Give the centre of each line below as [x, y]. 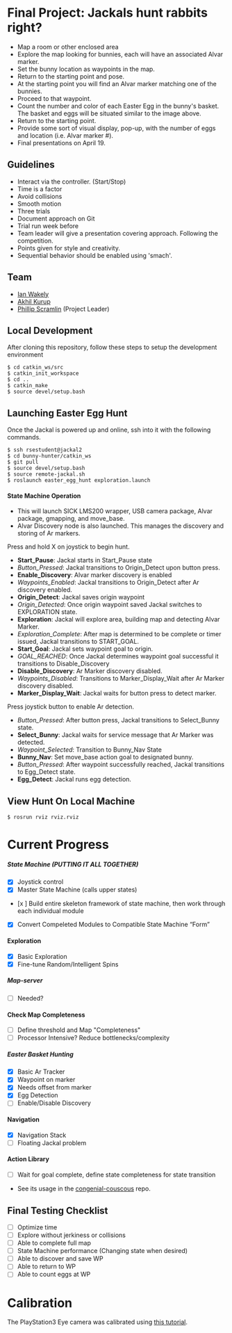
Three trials [34, 211]
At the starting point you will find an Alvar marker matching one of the [117, 83]
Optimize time [37, 1227]
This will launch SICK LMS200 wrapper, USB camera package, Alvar [115, 511]
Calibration [40, 1303]
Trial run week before [48, 226]
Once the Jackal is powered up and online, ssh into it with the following [109, 430]
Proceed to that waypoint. [54, 98]
